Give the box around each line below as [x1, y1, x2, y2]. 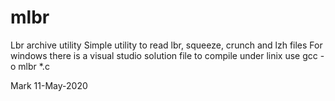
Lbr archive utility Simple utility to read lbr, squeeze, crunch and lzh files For [10, 39, 323, 51]
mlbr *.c [18, 60, 50, 72]
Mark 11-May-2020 [10, 79, 88, 91]
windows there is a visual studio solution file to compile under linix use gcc [10, 49, 318, 61]
